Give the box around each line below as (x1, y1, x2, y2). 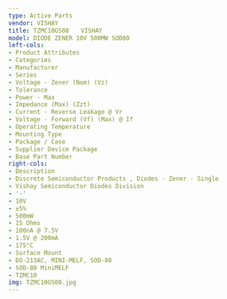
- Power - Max (8, 93, 56, 101)
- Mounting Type (8, 130, 62, 138)
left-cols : (8, 41, 45, 49)
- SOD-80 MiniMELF (8, 264, 69, 272)
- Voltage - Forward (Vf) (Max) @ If (8, 116, 134, 124)
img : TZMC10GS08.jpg (8, 278, 77, 287)
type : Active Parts (8, 11, 73, 20)
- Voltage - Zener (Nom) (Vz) (8, 78, 109, 86)
